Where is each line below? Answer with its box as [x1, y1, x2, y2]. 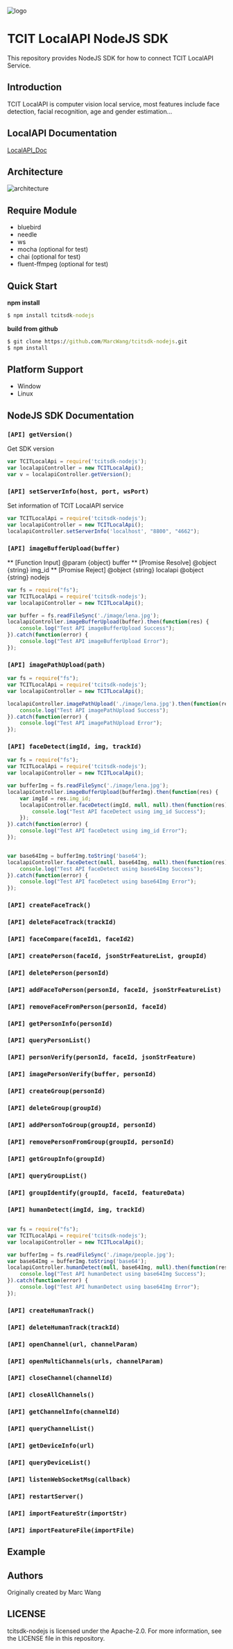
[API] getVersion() [7, 430, 73, 438]
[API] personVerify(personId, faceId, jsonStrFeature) [7, 1053, 196, 1062]
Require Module [7, 204, 78, 216]
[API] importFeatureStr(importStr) [7, 1509, 128, 1517]
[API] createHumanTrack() [7, 1306, 95, 1314]
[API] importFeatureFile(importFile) [7, 1526, 135, 1534]
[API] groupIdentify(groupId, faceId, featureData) [7, 1189, 186, 1196]
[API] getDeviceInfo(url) [7, 1442, 95, 1449]
